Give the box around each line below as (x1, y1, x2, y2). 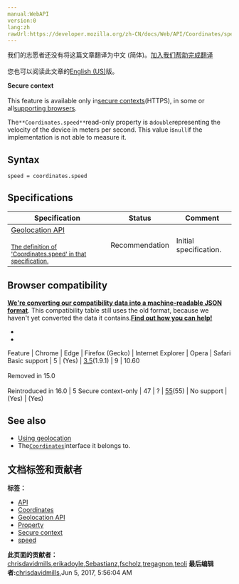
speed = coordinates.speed (7, 172, 87, 180)
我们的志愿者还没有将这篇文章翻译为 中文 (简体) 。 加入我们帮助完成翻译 (7, 51, 213, 59)
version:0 (7, 17, 37, 24)
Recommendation (110, 240, 169, 250)
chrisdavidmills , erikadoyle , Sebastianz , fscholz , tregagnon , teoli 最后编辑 (7, 560, 214, 568)
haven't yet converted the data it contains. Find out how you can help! (7, 313, 213, 322)
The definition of (11, 243, 57, 251)
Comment (184, 213, 219, 223)
